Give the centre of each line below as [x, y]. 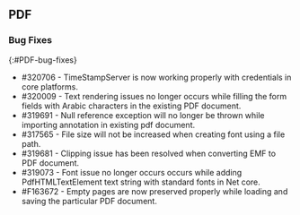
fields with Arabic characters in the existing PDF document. [131, 106]
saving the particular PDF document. [89, 201]
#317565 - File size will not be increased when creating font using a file [153, 134]
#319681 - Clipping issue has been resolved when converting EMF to [148, 153]
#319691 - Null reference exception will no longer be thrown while [143, 115]
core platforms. [49, 86]
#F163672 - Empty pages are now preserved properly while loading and [154, 191]
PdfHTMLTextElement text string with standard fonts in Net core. [141, 182]
